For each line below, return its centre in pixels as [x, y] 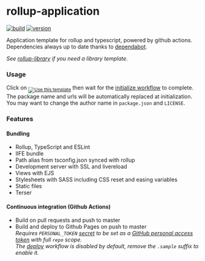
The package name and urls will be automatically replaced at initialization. [99, 97]
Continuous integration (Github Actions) [59, 206]
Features [20, 119]
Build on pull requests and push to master [68, 220]
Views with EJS [35, 173]
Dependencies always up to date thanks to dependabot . [77, 47]
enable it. [27, 253]
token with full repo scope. [49, 240]
